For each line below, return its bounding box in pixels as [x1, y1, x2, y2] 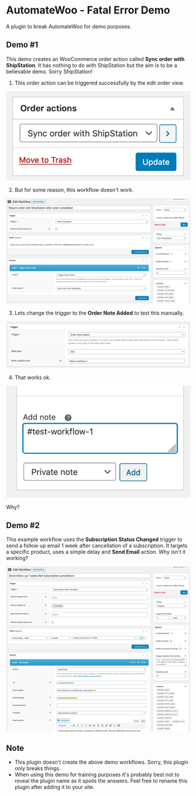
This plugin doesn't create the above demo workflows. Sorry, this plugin [14, 758, 188, 766]
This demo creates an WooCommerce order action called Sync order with [6, 55, 185, 62]
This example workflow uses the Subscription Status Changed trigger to [6, 536, 183, 543]
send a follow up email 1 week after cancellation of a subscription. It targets [6, 542, 188, 549]
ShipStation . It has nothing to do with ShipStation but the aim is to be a [6, 62, 177, 69]
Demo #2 [6, 521, 40, 530]
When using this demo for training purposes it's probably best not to [14, 771, 180, 778]
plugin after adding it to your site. [14, 784, 95, 791]
